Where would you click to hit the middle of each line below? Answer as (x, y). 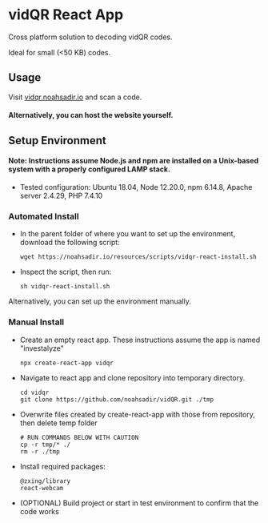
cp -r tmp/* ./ (45, 445)
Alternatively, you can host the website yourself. (91, 115)
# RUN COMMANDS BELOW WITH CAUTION (79, 437)
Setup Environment (57, 141)
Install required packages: (62, 466)
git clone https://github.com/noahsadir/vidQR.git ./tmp (117, 399)
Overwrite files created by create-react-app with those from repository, (138, 414)
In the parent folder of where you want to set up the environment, (128, 234)
